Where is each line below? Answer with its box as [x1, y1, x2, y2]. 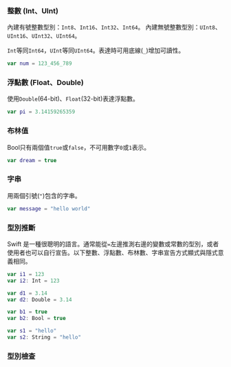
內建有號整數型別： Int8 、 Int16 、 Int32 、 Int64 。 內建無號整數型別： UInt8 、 [7, 23, 221, 32]
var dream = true [7, 157, 57, 163]
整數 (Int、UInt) [7, 6, 58, 15]
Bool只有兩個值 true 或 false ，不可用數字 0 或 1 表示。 [7, 143, 151, 151]
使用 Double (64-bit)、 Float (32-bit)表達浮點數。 [7, 95, 140, 103]
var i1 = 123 [7, 270, 45, 277]
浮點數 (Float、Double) [7, 78, 84, 88]
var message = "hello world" [7, 205, 91, 212]
